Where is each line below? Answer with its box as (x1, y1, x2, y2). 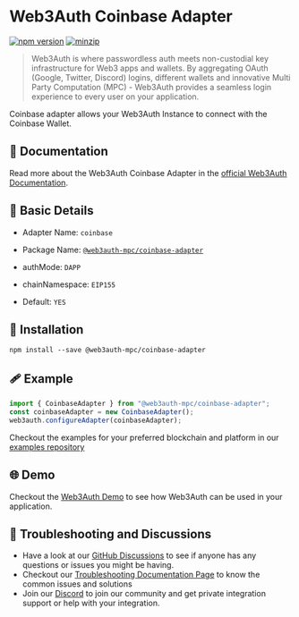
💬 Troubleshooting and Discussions (9, 527, 212, 542)
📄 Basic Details (9, 203, 94, 218)
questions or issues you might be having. (21, 560, 175, 571)
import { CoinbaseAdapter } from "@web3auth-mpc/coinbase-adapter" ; (9, 400, 270, 409)
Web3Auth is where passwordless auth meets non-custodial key (30, 53, 269, 63)
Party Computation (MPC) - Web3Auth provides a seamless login (30, 81, 272, 92)
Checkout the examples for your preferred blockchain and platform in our (9, 432, 279, 443)
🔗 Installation (9, 322, 84, 337)
